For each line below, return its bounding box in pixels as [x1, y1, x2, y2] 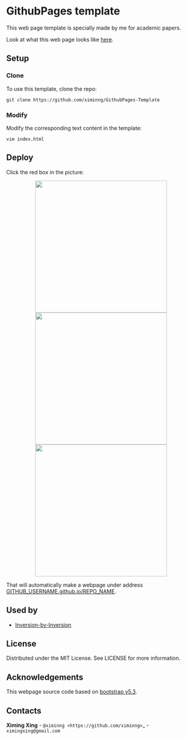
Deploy [6, 153, 34, 163]
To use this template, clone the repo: [6, 85, 97, 92]
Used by [6, 605, 38, 616]
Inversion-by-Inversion [14, 621, 72, 628]
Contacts [6, 706, 42, 716]
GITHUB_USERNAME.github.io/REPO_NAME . [6, 587, 117, 595]
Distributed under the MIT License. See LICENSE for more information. [6, 654, 181, 662]
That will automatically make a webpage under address [6, 581, 143, 589]
